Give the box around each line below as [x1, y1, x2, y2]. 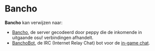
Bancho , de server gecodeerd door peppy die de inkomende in [12, 29, 142, 35]
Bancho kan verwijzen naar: [5, 19, 63, 25]
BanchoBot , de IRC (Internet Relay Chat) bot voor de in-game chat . [12, 39, 150, 45]
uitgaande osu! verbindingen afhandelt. [12, 34, 94, 40]
